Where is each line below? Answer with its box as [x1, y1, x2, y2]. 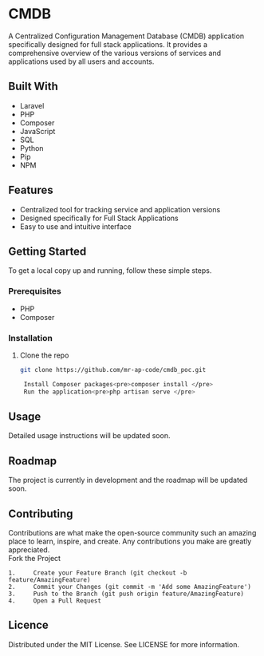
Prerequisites [8, 286, 61, 297]
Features [8, 184, 53, 197]
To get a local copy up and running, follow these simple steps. [8, 266, 212, 275]
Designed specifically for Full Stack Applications [19, 213, 179, 223]
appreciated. [8, 545, 50, 555]
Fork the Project [8, 554, 61, 563]
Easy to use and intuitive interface [19, 221, 132, 231]
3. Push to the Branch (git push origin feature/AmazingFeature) [8, 590, 245, 599]
